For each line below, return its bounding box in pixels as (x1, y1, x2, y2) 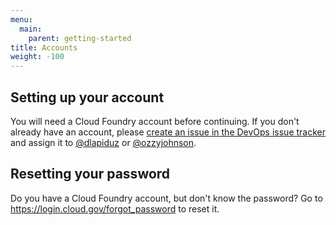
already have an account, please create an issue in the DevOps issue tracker (10, 126, 327, 138)
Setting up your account (10, 89, 165, 106)
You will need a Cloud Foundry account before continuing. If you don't (10, 115, 300, 127)
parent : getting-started (28, 33, 132, 43)
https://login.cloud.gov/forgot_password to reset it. (10, 202, 220, 215)
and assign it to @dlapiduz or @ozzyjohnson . (10, 136, 197, 148)
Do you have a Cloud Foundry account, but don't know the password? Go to (10, 192, 323, 204)
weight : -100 (10, 52, 65, 62)
